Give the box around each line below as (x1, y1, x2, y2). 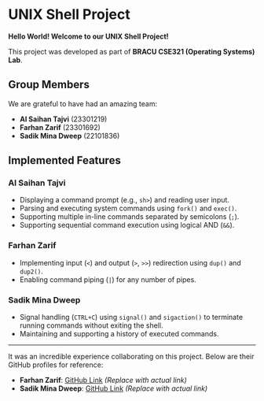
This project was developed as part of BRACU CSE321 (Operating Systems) (8, 46, 255, 56)
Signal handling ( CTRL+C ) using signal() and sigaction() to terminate (19, 313, 244, 322)
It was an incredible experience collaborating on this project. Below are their (8, 352, 255, 362)
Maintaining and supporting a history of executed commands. (19, 329, 219, 339)
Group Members (8, 78, 90, 91)
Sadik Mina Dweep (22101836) (19, 131, 120, 140)
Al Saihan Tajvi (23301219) (19, 114, 108, 124)
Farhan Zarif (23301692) (19, 122, 101, 132)
